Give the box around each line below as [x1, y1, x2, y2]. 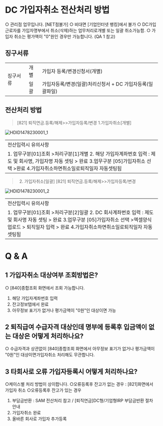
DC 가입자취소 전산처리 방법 [5, 4, 110, 16]
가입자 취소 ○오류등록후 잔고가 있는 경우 [5, 387, 81, 393]
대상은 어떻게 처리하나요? [12, 332, 84, 340]
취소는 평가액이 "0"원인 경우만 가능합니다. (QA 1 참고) [14, 34, 115, 39]
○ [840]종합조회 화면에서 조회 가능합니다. [5, 285, 85, 290]
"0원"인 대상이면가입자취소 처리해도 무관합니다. [5, 352, 95, 358]
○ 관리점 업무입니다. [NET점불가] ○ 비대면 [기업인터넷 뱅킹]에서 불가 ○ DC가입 [5, 21, 157, 27]
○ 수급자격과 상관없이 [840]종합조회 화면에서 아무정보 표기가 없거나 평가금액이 [5, 346, 155, 352]
